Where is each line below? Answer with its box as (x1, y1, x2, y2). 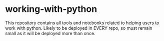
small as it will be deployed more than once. (5, 30, 96, 36)
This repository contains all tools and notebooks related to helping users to (5, 20, 159, 26)
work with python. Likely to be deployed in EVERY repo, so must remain (5, 25, 152, 31)
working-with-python (5, 3, 97, 15)
